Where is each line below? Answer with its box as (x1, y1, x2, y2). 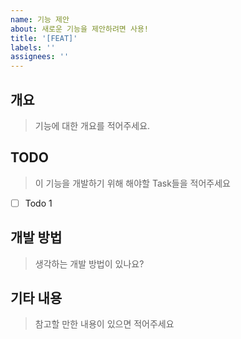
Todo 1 (24, 197, 53, 209)
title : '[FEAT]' (10, 33, 78, 43)
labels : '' (10, 42, 56, 53)
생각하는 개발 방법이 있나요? (34, 257, 145, 270)
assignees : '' (10, 52, 70, 62)
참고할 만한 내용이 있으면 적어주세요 (34, 318, 175, 330)
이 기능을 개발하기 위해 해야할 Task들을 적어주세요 (34, 177, 231, 189)
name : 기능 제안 (10, 14, 70, 25)
